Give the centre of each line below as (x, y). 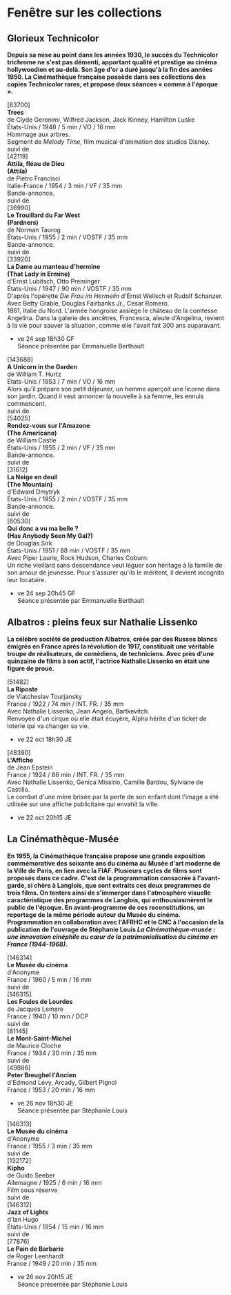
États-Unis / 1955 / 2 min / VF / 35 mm (61, 448)
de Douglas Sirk (30, 543)
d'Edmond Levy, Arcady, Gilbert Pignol (62, 1082)
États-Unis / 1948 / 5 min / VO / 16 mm (61, 127)
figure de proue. (31, 668)
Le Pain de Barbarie (36, 1249)
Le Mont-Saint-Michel (39, 1038)
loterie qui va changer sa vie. (48, 726)
